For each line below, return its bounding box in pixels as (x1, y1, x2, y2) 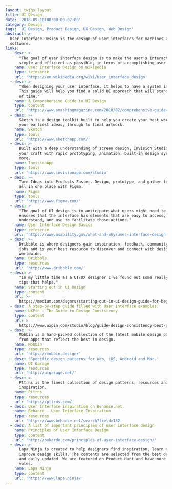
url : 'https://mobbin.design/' (14, 351, 81, 356)
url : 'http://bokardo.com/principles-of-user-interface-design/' (14, 437, 157, 442)
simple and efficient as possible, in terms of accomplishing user (18, 60, 166, 65)
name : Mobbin (14, 342, 42, 347)
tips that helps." (18, 279, 58, 285)
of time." (18, 93, 40, 99)
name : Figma (14, 189, 40, 194)
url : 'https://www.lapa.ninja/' (14, 476, 83, 481)
